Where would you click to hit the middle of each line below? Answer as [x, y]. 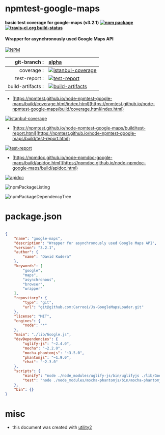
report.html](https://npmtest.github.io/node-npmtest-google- [74, 133]
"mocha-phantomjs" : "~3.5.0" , [54, 353]
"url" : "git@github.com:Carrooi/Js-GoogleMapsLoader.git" [83, 307]
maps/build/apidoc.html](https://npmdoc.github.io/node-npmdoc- [79, 162]
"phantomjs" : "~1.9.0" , [47, 357]
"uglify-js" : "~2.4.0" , [47, 343]
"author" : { [26, 252]
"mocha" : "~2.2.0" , [43, 348]
